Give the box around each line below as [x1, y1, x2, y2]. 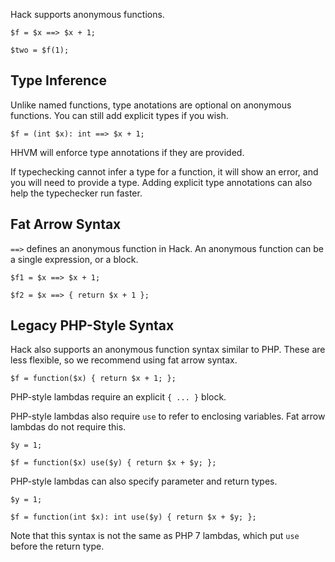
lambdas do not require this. [10, 421, 127, 433]
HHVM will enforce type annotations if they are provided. [10, 146, 245, 158]
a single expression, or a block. [10, 253, 139, 265]
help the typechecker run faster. [10, 187, 143, 199]
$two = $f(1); [10, 45, 70, 55]
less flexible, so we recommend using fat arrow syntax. [10, 354, 238, 366]
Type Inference [10, 72, 107, 89]
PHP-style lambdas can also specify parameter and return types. [10, 475, 278, 488]
